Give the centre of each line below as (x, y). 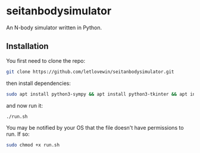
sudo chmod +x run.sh (33, 145)
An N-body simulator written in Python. (54, 27)
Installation (27, 46)
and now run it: (25, 105)
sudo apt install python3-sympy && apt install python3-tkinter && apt (97, 94)
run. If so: (18, 134)
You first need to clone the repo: (46, 60)
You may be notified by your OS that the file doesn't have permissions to (95, 128)
